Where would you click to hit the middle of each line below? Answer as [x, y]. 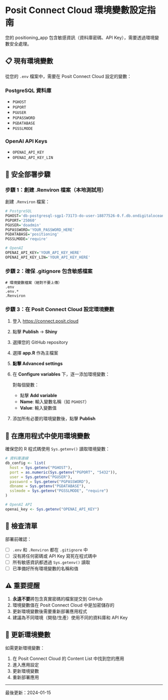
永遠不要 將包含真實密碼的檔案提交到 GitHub [57, 598]
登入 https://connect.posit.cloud [45, 321]
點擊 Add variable [38, 395]
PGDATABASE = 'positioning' [32, 234]
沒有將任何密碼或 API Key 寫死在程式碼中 [54, 556]
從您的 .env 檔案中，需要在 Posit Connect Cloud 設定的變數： [68, 76]
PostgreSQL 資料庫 [28, 90]
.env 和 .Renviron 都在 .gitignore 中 [50, 549]
